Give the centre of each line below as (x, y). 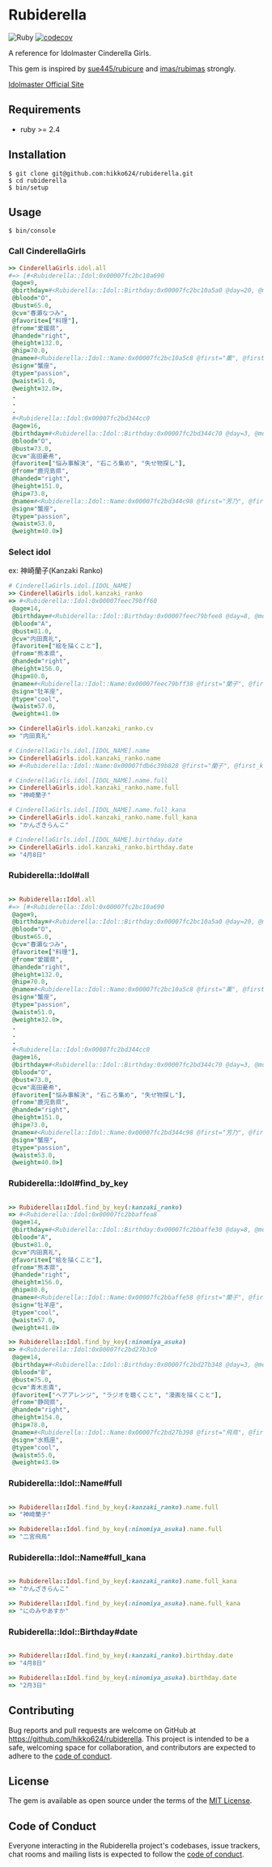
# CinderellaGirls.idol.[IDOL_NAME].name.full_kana (97, 810)
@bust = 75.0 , (32, 1380)
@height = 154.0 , (37, 1418)
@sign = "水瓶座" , (37, 1440)
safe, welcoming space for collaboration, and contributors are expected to (132, 1747)
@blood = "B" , (32, 1372)
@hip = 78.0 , (30, 1425)
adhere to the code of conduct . (60, 1756)
